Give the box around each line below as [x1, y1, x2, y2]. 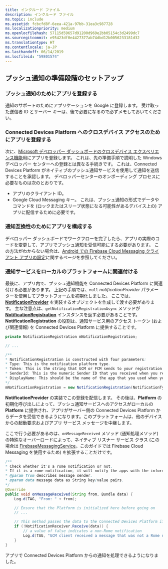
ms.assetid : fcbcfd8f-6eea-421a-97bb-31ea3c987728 [5, 21, 113, 27]
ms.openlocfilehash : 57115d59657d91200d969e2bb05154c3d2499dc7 [5, 31, 140, 36]
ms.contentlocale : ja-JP [5, 45, 57, 50]
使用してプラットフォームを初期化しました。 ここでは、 [18, 293, 133, 299]
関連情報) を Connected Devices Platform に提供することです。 [9, 324, 139, 330]
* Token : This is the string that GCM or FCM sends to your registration [5, 366, 162, 371]
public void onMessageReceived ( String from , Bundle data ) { [5, 492, 133, 497]
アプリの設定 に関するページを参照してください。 [19, 254, 120, 260]
